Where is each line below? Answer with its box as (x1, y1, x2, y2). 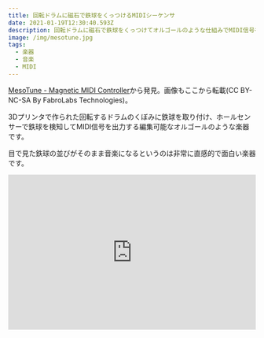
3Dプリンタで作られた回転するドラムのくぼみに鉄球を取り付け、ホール (8, 112, 237, 121)
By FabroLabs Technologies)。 (32, 95, 132, 105)
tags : (8, 41, 26, 49)
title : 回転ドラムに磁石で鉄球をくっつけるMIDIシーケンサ (8, 11, 175, 20)
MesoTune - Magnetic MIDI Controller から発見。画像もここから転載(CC (8, 85, 239, 95)
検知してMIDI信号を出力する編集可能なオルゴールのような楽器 (49, 121, 250, 131)
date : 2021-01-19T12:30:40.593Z (8, 19, 114, 27)
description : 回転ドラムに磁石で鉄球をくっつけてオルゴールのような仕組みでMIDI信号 (8, 26, 255, 34)
